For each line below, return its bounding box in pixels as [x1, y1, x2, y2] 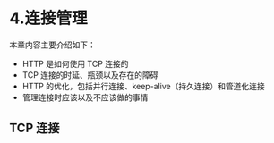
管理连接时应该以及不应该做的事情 [21, 91, 149, 103]
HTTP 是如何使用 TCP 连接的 [21, 58, 129, 69]
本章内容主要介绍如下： [9, 39, 96, 50]
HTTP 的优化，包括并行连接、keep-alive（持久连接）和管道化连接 [21, 80, 266, 91]
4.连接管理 [9, 8, 88, 29]
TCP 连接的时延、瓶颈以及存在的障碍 [21, 69, 158, 80]
